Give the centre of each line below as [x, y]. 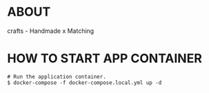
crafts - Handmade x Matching [51, 31]
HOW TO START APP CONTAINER [104, 58]
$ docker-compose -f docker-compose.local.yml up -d [84, 83]
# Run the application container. [57, 77]
